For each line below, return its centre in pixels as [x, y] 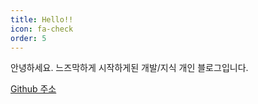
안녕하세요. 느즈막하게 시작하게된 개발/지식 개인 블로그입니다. [129, 68]
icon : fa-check [42, 29]
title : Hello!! [42, 19]
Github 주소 [33, 89]
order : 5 [28, 38]
